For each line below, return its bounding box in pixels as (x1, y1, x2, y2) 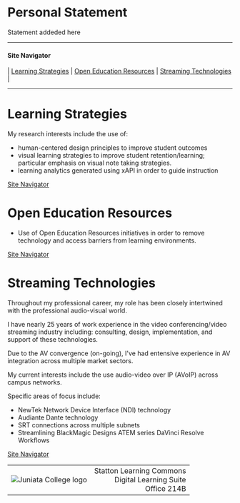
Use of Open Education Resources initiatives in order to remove (17, 229, 205, 238)
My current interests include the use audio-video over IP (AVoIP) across (7, 370, 219, 379)
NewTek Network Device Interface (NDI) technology (17, 405, 171, 414)
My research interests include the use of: (7, 130, 129, 138)
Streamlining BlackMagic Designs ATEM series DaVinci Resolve (17, 428, 205, 437)
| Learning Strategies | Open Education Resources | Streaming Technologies (7, 67, 232, 76)
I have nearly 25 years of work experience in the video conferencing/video (7, 320, 227, 328)
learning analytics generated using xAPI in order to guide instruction (17, 166, 219, 175)
